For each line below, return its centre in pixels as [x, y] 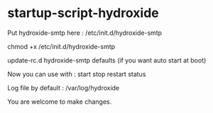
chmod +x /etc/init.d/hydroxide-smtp [61, 46]
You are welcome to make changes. [60, 102]
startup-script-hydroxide [83, 13]
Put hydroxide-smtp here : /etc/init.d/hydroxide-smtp [84, 33]
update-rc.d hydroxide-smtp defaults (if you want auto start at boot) [107, 60]
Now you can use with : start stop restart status [77, 74]
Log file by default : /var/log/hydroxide [64, 87]
